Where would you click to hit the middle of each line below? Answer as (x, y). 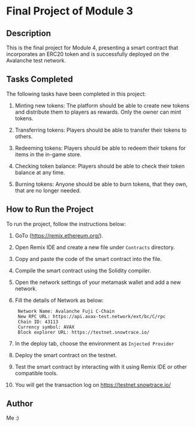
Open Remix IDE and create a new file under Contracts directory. (95, 247)
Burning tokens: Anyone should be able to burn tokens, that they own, (101, 184)
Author (19, 404)
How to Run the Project (50, 210)
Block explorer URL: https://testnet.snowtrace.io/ (84, 332)
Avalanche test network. (36, 60)
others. (24, 136)
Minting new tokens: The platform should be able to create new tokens (102, 105)
